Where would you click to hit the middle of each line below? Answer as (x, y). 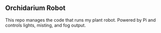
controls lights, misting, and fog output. (45, 25)
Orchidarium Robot (35, 8)
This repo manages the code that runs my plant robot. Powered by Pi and (80, 20)
